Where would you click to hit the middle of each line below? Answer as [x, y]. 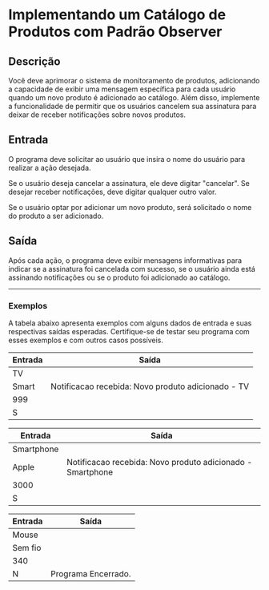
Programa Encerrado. [91, 573]
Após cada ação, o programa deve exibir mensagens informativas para [125, 260]
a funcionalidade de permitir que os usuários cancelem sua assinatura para [132, 106]
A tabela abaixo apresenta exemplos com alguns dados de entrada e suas [130, 323]
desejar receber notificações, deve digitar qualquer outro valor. [112, 192]
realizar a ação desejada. [50, 168]
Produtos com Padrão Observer [115, 32]
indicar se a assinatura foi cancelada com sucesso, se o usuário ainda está [132, 269]
